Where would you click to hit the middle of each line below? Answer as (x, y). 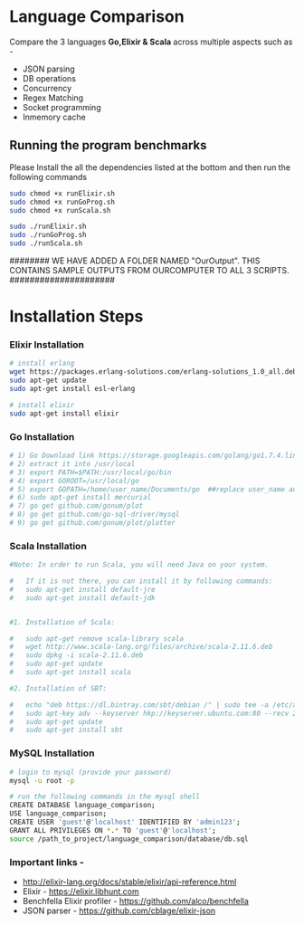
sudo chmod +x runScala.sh (60, 210)
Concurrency (47, 88)
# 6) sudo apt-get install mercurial (81, 498)
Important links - (47, 862)
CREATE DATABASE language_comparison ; (82, 806)
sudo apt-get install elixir (64, 414)
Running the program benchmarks (108, 145)
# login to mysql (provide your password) (90, 772)
